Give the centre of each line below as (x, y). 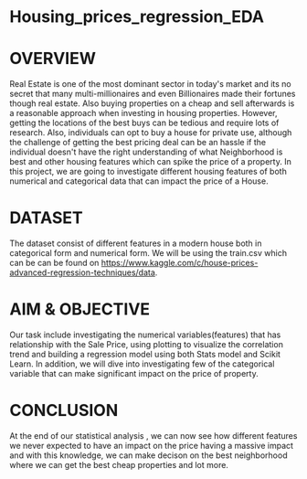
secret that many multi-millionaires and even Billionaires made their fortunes (153, 94)
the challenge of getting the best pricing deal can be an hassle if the (138, 143)
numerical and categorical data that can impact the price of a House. (139, 181)
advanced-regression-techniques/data (82, 272)
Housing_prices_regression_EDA (137, 17)
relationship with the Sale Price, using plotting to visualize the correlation (146, 344)
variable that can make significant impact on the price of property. (134, 373)
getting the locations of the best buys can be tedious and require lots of (144, 123)
